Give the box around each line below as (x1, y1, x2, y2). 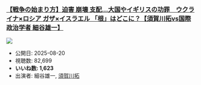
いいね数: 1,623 (14, 65, 54, 72)
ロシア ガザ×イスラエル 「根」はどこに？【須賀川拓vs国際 (22, 14, 191, 22)
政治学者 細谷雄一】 (6, 23, 64, 31)
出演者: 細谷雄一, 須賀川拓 (14, 72, 80, 80)
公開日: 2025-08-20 (14, 49, 65, 57)
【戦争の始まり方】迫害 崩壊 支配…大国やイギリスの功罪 (6, 5, 170, 13)
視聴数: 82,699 (14, 57, 53, 65)
